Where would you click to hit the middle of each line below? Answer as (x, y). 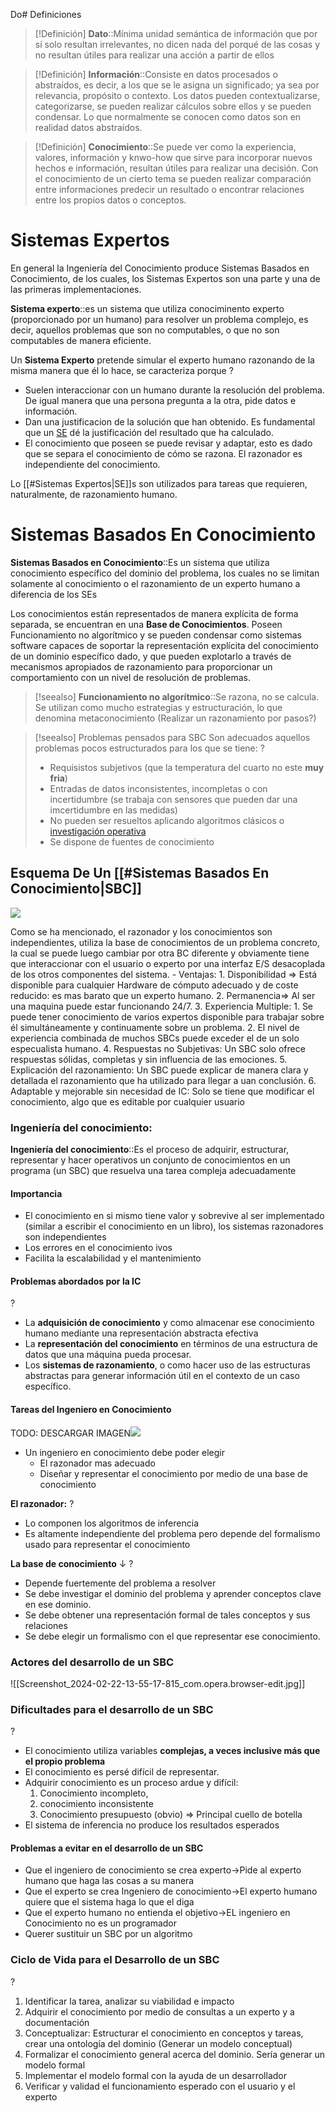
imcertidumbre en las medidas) (113, 810)
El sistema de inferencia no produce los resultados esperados (152, 1825)
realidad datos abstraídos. (88, 127)
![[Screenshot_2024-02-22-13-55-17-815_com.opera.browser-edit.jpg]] (158, 1683)
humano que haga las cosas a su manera (109, 1881)
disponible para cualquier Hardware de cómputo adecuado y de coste (154, 985)
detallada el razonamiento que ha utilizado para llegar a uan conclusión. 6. (163, 1080)
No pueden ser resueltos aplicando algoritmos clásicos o (167, 820)
